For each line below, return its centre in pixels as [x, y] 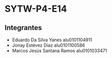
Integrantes [23, 28]
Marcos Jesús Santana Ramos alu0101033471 [60, 51]
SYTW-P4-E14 [36, 9]
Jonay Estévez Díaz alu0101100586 [48, 45]
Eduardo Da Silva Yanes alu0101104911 [52, 40]
